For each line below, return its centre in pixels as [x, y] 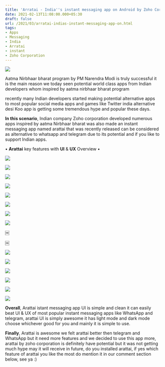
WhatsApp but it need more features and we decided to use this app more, [81, 338]
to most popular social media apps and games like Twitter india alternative [80, 104]
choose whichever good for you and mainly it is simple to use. [68, 324]
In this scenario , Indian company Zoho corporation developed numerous [79, 119]
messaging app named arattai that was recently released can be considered [82, 129]
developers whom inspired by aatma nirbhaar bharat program [67, 89]
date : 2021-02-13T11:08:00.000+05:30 [44, 14]
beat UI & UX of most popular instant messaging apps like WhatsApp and [79, 313]
